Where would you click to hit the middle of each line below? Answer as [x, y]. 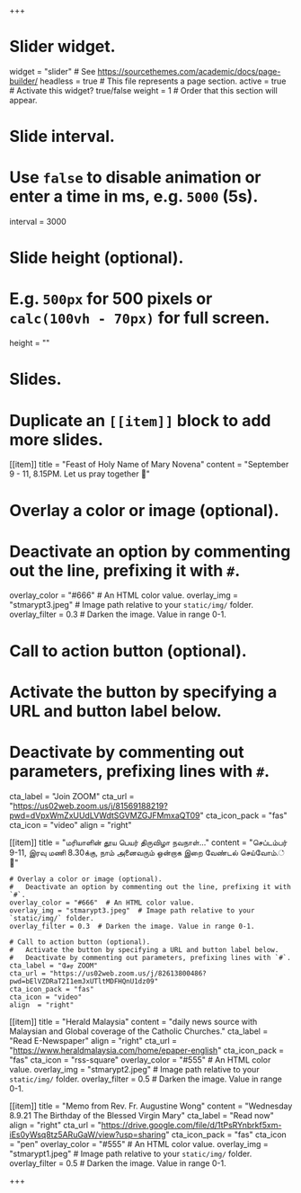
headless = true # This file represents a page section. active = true [163, 81]
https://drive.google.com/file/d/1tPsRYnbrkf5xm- [191, 1125]
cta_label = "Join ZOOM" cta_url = [72, 796]
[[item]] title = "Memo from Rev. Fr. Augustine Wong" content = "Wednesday [151, 1106]
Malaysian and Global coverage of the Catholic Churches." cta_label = [139, 1031]
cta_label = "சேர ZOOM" [54, 966]
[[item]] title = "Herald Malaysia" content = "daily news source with [133, 1021]
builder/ [24, 81]
